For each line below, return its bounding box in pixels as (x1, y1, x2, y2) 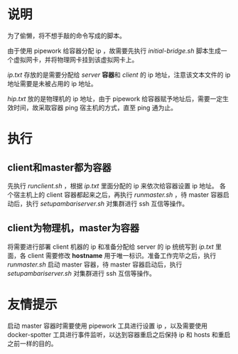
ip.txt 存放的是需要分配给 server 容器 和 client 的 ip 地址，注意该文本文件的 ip (7, 70, 231, 79)
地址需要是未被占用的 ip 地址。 (7, 79, 97, 87)
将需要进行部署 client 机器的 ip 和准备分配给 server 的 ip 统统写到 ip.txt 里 (7, 242, 222, 251)
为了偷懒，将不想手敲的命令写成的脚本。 (7, 31, 126, 40)
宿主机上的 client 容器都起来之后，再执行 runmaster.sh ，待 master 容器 (13, 190, 224, 199)
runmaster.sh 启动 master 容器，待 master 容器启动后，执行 (7, 260, 183, 269)
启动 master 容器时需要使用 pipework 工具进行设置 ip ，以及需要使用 (7, 321, 208, 330)
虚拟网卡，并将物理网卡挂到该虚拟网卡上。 (13, 55, 139, 64)
